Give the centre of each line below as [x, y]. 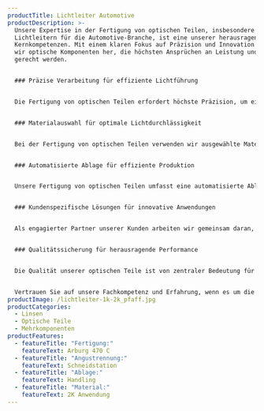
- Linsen [29, 314]
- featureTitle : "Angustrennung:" [71, 358]
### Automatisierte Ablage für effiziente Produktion [104, 165]
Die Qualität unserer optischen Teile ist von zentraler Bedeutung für [135, 271]
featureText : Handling [59, 380]
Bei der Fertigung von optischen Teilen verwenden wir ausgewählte [128, 144]
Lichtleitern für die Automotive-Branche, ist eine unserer [115, 37]
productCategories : [39, 307]
